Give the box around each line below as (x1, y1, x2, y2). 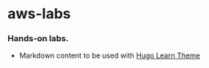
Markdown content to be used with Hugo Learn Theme (18, 51, 201, 60)
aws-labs (7, 5, 71, 23)
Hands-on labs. (7, 33, 69, 44)
